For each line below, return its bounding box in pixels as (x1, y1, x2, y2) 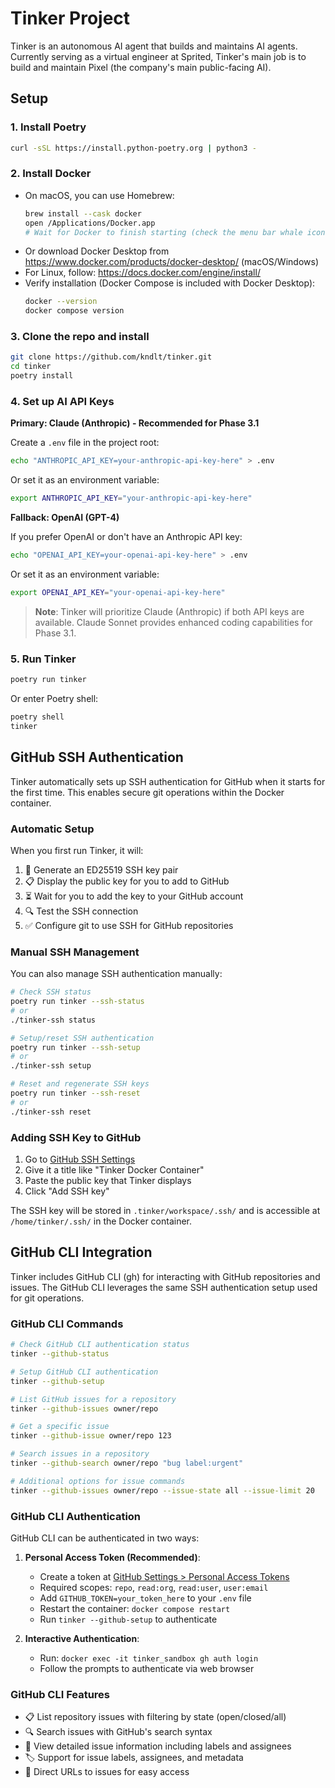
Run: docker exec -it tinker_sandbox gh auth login (39, 1652, 259, 1664)
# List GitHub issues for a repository (10, 1394, 177, 1404)
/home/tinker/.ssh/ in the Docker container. (10, 1215, 193, 1227)
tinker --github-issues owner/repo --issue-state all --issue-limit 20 (10, 1485, 315, 1496)
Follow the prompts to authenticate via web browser (39, 1662, 255, 1674)
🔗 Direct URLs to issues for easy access (24, 1766, 190, 1778)
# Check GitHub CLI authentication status (10, 1340, 190, 1350)
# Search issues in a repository (10, 1449, 150, 1459)
